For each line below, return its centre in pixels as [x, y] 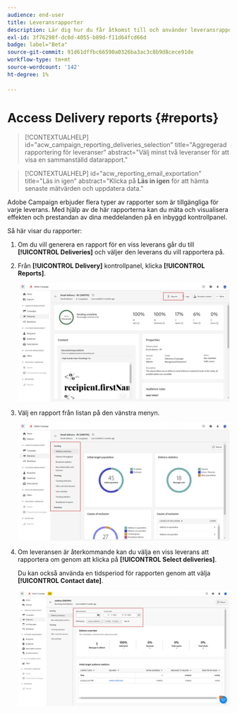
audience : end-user [36, 15]
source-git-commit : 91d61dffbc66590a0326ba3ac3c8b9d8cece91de [101, 52]
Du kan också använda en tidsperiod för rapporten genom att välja [114, 573]
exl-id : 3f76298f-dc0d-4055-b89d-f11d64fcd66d [77, 37]
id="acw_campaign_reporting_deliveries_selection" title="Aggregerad [126, 145]
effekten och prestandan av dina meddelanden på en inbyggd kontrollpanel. [117, 217]
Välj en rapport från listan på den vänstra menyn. [89, 413]
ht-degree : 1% [28, 74]
